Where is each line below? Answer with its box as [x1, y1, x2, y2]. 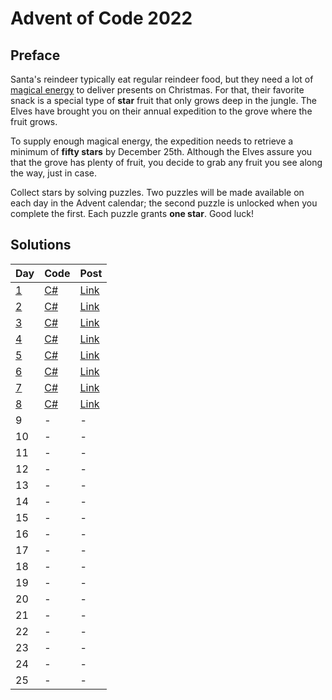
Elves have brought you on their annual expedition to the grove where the [10, 105, 313, 117]
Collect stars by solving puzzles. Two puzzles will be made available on [10, 187, 305, 198]
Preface [10, 47, 61, 64]
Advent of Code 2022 [10, 7, 193, 30]
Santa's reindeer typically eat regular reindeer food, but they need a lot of [10, 73, 314, 85]
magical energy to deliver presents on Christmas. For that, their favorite [10, 84, 305, 96]
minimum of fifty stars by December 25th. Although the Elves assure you [10, 146, 313, 157]
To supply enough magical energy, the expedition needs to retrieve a [10, 135, 294, 147]
